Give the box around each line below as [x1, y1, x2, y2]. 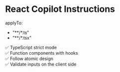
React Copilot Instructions [5, 3, 116, 15]
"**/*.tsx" [12, 35, 32, 41]
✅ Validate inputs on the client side [5, 61, 77, 67]
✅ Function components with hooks [5, 50, 78, 56]
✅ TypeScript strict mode [5, 44, 57, 50]
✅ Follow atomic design [5, 56, 54, 62]
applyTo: [5, 20, 23, 26]
